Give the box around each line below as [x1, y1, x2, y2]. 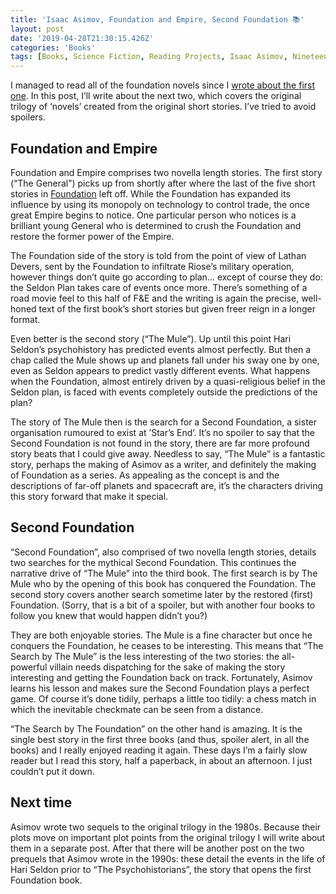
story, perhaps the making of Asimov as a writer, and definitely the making [10, 458, 317, 470]
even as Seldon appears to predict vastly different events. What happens [10, 364, 311, 376]
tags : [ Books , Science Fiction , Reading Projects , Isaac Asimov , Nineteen [10, 52, 329, 62]
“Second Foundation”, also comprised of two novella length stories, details [10, 546, 317, 558]
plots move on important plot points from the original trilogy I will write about [10, 831, 326, 843]
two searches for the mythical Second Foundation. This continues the [10, 556, 297, 568]
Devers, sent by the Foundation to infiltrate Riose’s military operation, [10, 260, 295, 272]
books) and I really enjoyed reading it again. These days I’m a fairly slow [10, 744, 308, 756]
